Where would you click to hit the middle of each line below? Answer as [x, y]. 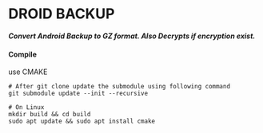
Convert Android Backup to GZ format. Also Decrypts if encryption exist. [132, 36]
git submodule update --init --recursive [78, 94]
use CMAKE [28, 72]
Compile [23, 54]
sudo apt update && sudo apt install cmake [82, 121]
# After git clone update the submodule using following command [119, 87]
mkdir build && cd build [50, 115]
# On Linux [26, 108]
